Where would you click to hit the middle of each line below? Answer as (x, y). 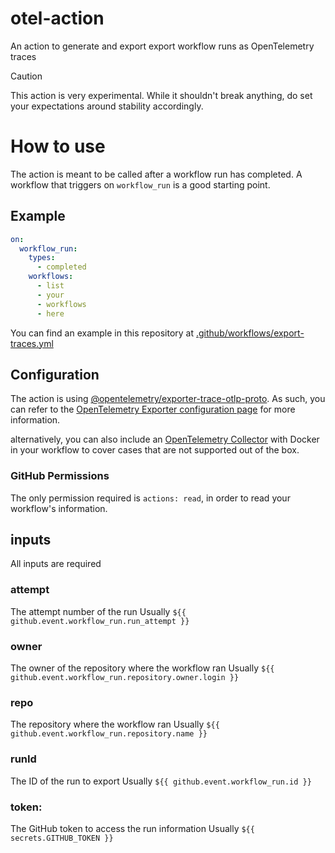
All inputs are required (56, 564)
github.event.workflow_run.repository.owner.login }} (125, 678)
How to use (58, 146)
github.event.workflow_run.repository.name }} (109, 734)
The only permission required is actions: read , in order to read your (150, 498)
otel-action (57, 18)
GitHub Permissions (60, 476)
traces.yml (32, 343)
